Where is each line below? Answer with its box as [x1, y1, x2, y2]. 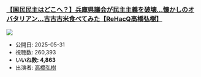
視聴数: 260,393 [15, 49, 56, 56]
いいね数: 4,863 [15, 56, 56, 64]
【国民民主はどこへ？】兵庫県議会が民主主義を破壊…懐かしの [6, 5, 188, 13]
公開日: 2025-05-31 [15, 41, 66, 48]
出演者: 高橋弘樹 [15, 64, 56, 71]
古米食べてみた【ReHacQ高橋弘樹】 [56, 14, 162, 23]
